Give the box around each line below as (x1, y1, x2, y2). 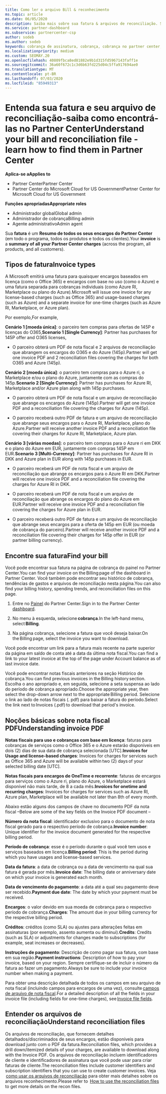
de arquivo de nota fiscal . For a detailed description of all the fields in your (5, 991, 156, 996)
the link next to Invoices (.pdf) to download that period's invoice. (5, 702, 136, 708)
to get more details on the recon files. (5, 1083, 82, 1089)
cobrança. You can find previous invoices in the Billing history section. (5, 676, 146, 682)
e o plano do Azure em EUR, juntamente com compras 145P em (5, 445, 134, 451)
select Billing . (12, 621, 41, 627)
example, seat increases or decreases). (5, 940, 85, 946)
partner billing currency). (12, 537, 63, 543)
